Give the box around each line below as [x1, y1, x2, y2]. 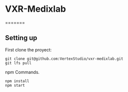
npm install [5, 78, 29, 84]
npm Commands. [5, 69, 40, 75]
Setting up [5, 34, 38, 42]
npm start [5, 83, 25, 88]
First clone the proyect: [5, 46, 52, 52]
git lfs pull [5, 60, 32, 66]
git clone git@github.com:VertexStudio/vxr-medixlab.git [5, 56, 124, 61]
